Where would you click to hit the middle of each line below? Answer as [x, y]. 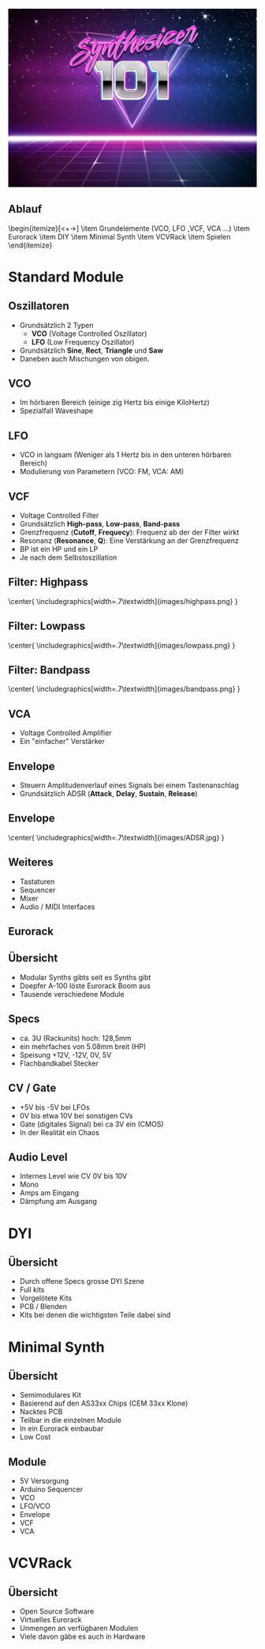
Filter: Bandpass [49, 670]
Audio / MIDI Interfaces [57, 907]
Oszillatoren [39, 306]
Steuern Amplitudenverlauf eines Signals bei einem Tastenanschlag [129, 785]
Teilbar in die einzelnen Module [71, 1421]
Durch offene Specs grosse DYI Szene [82, 1281]
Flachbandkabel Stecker [59, 1063]
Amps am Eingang [49, 1193]
